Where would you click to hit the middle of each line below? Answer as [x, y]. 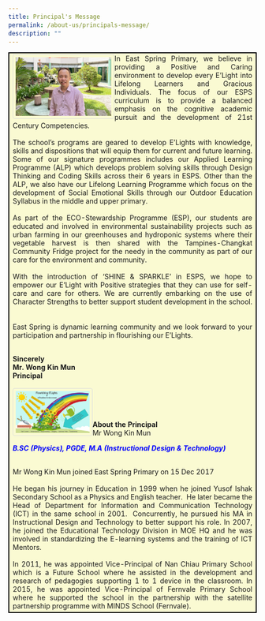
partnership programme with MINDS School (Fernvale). [102, 606]
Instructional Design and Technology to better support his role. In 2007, [132, 522]
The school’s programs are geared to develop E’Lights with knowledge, [132, 143]
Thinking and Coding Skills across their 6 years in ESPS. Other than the [132, 176]
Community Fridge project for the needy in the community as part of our [132, 252]
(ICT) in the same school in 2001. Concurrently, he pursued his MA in [132, 514]
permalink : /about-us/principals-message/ [79, 25]
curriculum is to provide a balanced [183, 101]
